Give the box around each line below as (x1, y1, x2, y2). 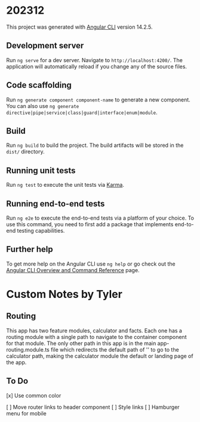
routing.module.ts (6, 346, 50, 353)
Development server (6, 41, 84, 51)
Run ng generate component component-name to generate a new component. (6, 96, 191, 103)
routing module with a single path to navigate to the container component (6, 333, 187, 340)
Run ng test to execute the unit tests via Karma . (6, 181, 124, 189)
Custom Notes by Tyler (6, 288, 122, 301)
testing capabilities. (17, 227, 65, 234)
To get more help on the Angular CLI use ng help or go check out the (6, 260, 176, 267)
